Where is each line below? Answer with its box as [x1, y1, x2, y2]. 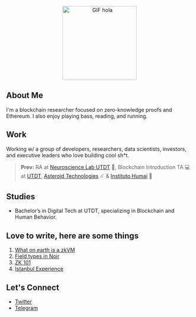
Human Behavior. [14, 214, 57, 221]
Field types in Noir [14, 253, 60, 260]
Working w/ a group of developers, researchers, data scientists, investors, [6, 145, 187, 153]
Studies [6, 192, 36, 202]
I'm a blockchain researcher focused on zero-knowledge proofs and [6, 106, 173, 113]
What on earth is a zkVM [14, 247, 75, 254]
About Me [6, 90, 43, 101]
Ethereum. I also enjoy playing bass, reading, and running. [6, 112, 148, 119]
